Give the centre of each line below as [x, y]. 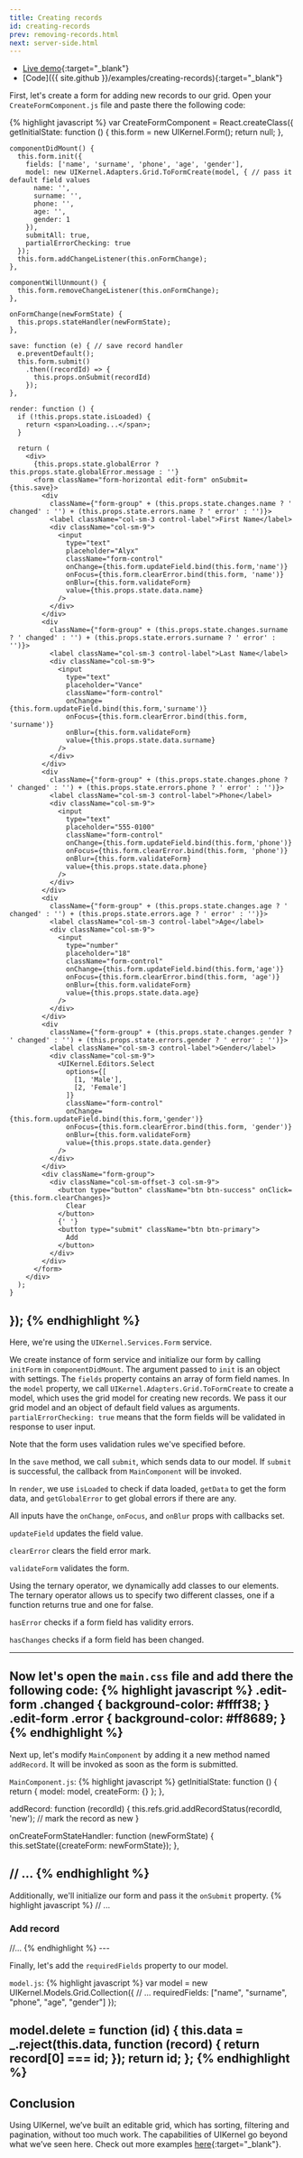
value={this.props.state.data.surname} [141, 740]
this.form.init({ [50, 157]
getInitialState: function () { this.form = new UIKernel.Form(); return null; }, [147, 133]
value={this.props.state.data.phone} [137, 867]
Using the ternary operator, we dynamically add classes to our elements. [144, 1586]
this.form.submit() [54, 362]
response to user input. [53, 1427]
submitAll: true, [58, 235]
